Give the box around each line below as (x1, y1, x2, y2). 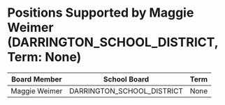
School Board (103, 74, 150, 84)
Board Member (11, 74, 62, 84)
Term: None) (7, 49, 82, 65)
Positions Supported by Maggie (7, 5, 194, 21)
